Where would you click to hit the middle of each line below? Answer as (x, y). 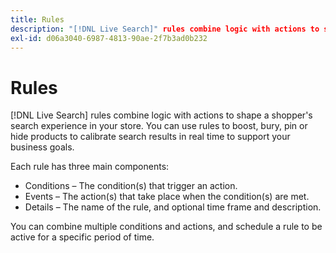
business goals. (42, 147)
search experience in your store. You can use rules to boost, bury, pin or (159, 126)
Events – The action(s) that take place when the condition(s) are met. (167, 197)
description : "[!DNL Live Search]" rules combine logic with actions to (165, 29)
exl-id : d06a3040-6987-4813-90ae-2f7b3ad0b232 (109, 38)
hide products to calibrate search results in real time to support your (150, 137)
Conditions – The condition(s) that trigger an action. (131, 186)
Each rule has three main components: (90, 167)
